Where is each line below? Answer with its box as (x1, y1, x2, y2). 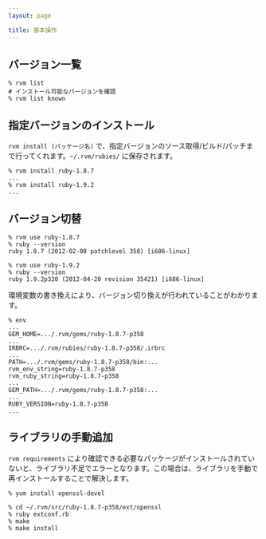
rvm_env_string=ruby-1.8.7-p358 (8, 365, 115, 373)
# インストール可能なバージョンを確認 (8, 88, 116, 96)
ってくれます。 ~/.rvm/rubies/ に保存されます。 (22, 151, 178, 161)
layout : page (8, 11, 52, 20)
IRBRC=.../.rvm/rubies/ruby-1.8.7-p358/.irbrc (8, 344, 166, 352)
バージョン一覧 (8, 57, 82, 71)
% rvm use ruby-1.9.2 (8, 261, 80, 269)
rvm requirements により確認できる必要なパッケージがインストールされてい (8, 453, 255, 463)
